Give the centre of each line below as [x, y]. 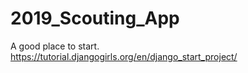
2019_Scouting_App [95, 18]
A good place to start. [55, 46]
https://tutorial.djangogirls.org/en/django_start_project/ [124, 56]
